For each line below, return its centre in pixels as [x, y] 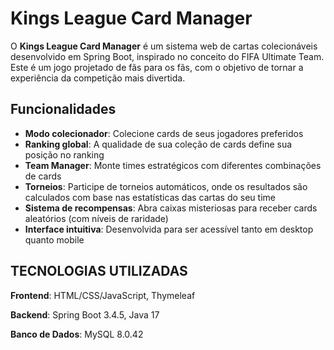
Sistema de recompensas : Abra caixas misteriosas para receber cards [171, 208]
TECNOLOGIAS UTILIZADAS [99, 271]
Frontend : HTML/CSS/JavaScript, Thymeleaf [103, 295]
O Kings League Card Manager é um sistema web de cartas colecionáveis [164, 46]
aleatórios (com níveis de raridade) [96, 218]
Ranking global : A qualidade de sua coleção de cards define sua [158, 144]
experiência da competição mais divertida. [98, 78]
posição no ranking [64, 154]
